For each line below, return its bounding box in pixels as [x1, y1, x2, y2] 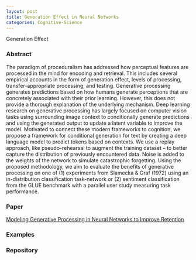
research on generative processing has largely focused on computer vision [6, 107, 187, 114]
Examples [6, 230, 35, 238]
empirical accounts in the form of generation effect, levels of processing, [6, 76, 182, 83]
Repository [6, 246, 38, 254]
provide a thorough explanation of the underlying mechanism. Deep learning [6, 101, 190, 108]
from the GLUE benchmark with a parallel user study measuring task [6, 182, 171, 189]
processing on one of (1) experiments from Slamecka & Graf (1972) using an [6, 169, 189, 176]
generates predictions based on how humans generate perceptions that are [6, 88, 188, 95]
